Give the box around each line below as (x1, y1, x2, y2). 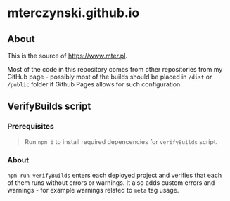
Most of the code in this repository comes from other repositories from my (7, 65, 223, 73)
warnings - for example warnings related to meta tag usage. (7, 186, 179, 194)
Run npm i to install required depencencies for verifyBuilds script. (24, 137, 218, 145)
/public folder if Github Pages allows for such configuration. (7, 80, 183, 89)
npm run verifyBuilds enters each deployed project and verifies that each (7, 171, 222, 179)
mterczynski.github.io (7, 5, 140, 21)
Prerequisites (7, 122, 54, 131)
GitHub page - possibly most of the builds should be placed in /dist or (7, 72, 212, 81)
